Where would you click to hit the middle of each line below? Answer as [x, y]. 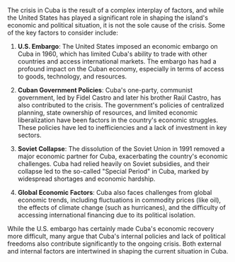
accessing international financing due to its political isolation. [107, 215]
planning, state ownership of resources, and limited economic [108, 113]
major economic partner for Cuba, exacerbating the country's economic [122, 156]
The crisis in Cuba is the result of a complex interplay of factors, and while [116, 10]
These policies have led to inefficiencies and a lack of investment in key [122, 127]
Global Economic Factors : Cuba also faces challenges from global [115, 192]
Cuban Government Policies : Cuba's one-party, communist [105, 90]
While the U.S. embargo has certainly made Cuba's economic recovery [111, 228]
